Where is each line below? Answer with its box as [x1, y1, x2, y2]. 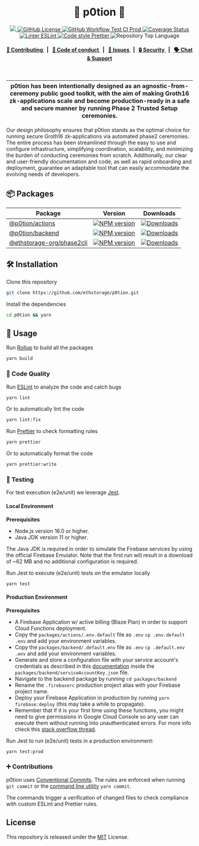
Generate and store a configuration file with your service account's [14, 656, 179, 663]
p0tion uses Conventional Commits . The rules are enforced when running [6, 776, 185, 783]
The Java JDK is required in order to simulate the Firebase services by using [6, 545, 192, 552]
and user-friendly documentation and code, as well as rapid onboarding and [6, 158, 192, 165]
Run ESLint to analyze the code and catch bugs [6, 383, 121, 390]
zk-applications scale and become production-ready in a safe [9, 97, 190, 105]
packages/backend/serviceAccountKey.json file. [14, 668, 129, 676]
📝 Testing [6, 475, 34, 484]
